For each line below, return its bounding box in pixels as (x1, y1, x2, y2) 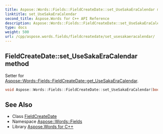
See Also (5, 100, 33, 109)
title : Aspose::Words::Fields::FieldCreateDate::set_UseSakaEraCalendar (5, 7, 155, 12)
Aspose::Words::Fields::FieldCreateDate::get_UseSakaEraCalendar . (5, 78, 139, 84)
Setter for (5, 72, 24, 78)
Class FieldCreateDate (12, 114, 57, 119)
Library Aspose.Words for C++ (12, 124, 74, 130)
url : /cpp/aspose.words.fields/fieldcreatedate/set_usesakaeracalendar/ (5, 34, 155, 39)
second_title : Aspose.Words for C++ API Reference (5, 16, 110, 21)
